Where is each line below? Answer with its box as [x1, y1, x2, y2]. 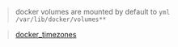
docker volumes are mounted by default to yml [15, 7, 171, 16]
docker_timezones [15, 30, 77, 39]
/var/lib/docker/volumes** [15, 15, 107, 23]
